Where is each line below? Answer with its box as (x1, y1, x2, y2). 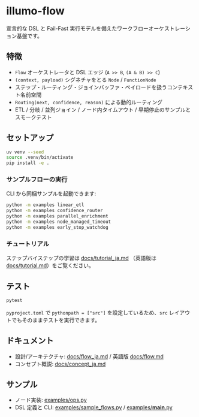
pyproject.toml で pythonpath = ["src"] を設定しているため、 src (6, 309, 168, 316)
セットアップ (6, 133, 54, 143)
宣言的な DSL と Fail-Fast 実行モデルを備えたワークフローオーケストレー (6, 25, 186, 32)
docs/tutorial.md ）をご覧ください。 (6, 262, 95, 269)
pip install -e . (6, 160, 50, 166)
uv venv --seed (6, 149, 44, 155)
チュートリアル (6, 240, 50, 248)
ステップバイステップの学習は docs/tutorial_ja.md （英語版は (6, 255, 157, 262)
